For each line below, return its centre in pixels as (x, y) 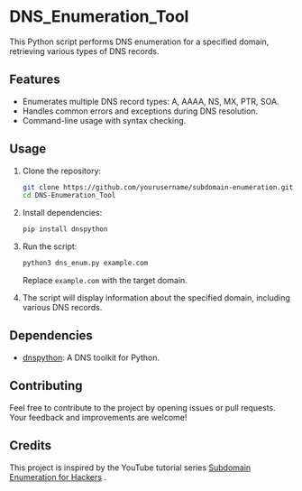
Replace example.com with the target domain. (105, 281)
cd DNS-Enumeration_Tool (69, 196)
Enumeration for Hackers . (58, 477)
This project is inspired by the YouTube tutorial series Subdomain (130, 468)
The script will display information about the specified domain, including (156, 298)
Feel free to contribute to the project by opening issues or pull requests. (143, 407)
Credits (31, 445)
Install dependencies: (62, 213)
